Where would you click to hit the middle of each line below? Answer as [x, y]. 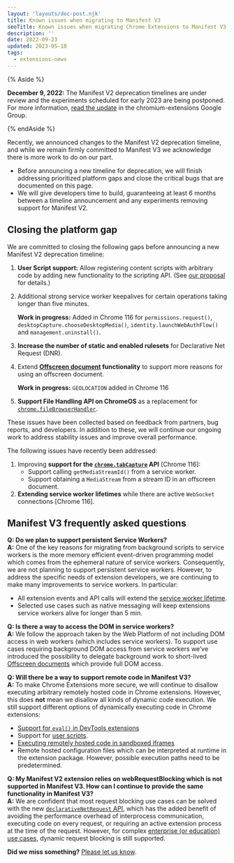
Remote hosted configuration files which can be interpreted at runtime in [122, 750]
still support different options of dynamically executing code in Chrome [109, 707]
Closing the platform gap [62, 230]
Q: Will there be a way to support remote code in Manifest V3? [99, 678]
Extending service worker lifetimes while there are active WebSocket [116, 493]
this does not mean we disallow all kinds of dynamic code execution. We [112, 700]
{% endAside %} [31, 128]
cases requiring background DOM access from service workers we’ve [108, 649]
